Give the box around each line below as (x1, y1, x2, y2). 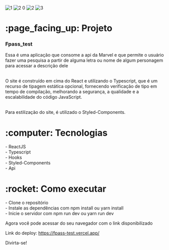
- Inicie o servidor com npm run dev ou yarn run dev (5, 211, 114, 217)
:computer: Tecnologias (5, 127, 107, 139)
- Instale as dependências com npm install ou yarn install (5, 205, 124, 211)
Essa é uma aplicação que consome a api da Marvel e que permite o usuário (5, 52, 164, 58)
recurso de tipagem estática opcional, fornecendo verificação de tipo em (5, 84, 157, 90)
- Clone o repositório (5, 200, 49, 206)
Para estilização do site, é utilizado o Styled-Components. (5, 109, 126, 115)
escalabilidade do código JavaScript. (5, 94, 82, 100)
